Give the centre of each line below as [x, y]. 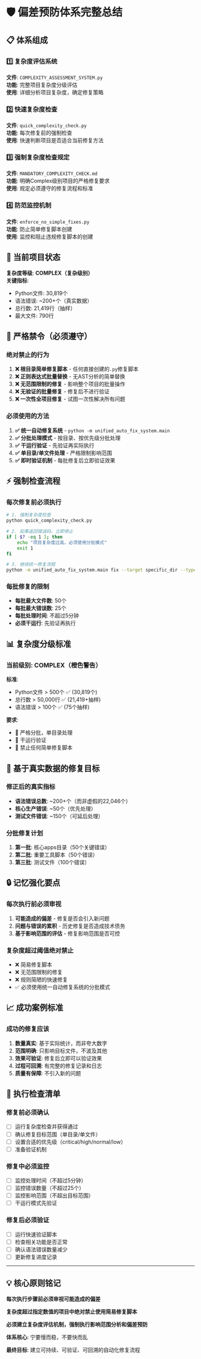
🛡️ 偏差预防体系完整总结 [64, 12]
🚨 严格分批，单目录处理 [44, 733]
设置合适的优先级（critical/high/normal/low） [71, 1142]
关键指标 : [18, 280]
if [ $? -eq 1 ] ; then [34, 537]
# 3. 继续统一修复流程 [31, 564]
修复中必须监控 [28, 1166]
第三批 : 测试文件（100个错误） [52, 862]
